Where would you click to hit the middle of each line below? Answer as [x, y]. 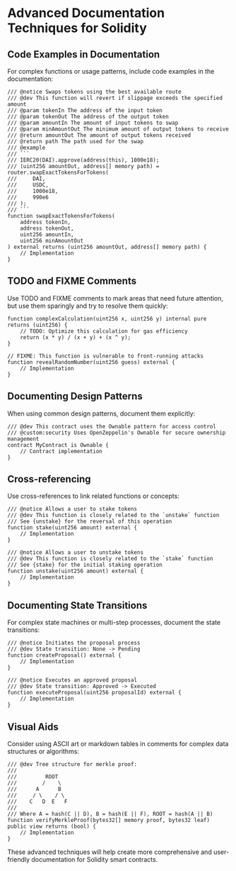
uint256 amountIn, [47, 235]
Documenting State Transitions [77, 605]
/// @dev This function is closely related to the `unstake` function [113, 516]
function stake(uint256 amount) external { [72, 528]
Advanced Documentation [86, 13]
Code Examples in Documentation [84, 54]
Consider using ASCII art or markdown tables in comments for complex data [118, 744]
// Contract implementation [61, 451]
